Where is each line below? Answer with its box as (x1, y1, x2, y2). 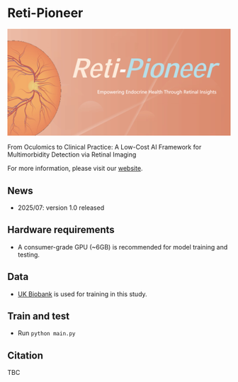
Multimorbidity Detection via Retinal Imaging (7, 150, 137, 159)
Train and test (7, 310, 69, 322)
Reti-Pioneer (7, 5, 84, 21)
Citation (7, 349, 44, 361)
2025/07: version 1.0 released (17, 203, 105, 212)
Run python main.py (17, 329, 76, 337)
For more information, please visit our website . (7, 164, 143, 173)
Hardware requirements (7, 224, 115, 236)
